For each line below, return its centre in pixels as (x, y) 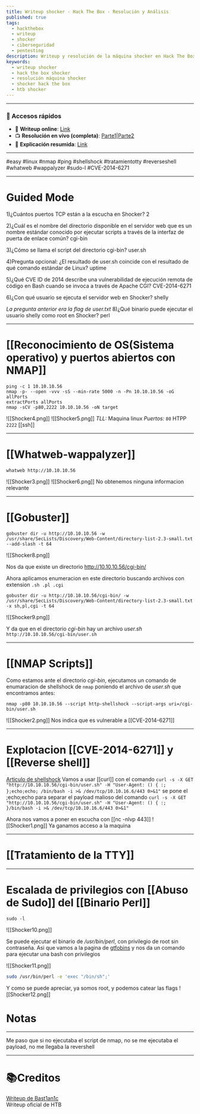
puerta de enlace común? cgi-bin (47, 238)
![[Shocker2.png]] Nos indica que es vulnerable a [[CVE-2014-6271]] (90, 720)
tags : (13, 23)
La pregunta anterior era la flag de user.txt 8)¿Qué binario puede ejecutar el (100, 309)
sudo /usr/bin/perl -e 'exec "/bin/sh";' (58, 977)
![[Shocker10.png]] (29, 929)
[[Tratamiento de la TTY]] (70, 855)
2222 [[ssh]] (21, 425)
